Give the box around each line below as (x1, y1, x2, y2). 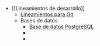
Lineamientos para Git (20, 11, 74, 18)
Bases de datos (20, 17, 58, 24)
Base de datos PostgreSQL (29, 23, 94, 30)
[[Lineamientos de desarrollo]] (11, 5, 85, 11)
